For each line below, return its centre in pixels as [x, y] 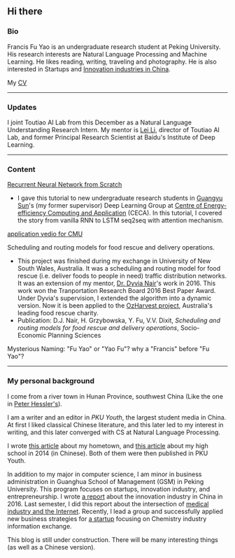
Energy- [215, 206]
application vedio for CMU [45, 234]
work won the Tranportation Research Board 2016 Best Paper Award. [116, 291]
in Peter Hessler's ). [35, 403]
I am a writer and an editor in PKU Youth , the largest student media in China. [117, 417]
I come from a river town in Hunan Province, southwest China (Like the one [115, 396]
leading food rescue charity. [58, 313]
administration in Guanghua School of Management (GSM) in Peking [106, 481]
